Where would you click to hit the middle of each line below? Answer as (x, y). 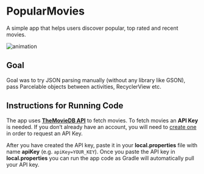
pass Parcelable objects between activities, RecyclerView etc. (84, 86)
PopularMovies (46, 11)
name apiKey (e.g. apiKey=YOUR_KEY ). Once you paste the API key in (91, 151)
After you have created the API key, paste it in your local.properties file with (102, 145)
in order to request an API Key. (45, 133)
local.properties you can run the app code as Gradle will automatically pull (100, 158)
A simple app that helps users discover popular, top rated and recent (92, 28)
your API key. (23, 164)
